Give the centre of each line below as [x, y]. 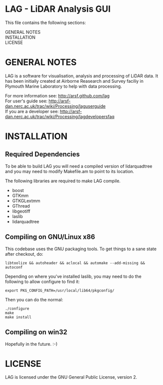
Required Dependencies [42, 155]
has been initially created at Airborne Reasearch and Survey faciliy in [74, 81]
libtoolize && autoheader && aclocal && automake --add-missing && [75, 263]
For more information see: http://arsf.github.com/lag [57, 96]
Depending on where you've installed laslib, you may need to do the [73, 276]
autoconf [14, 267]
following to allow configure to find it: [42, 281]
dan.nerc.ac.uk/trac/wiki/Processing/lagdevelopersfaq [60, 117]
